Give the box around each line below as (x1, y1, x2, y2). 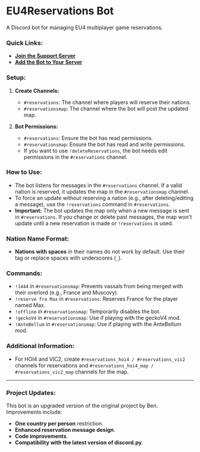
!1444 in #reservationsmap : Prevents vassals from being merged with (14, 283, 183, 290)
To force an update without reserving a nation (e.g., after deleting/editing (14, 194, 194, 201)
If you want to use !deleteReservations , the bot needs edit (23, 147, 168, 154)
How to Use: (6, 168, 42, 176)
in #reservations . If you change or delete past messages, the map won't (14, 213, 192, 220)
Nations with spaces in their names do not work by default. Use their (14, 248, 185, 255)
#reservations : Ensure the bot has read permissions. (23, 134, 153, 141)
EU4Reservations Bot (6, 4, 114, 18)
